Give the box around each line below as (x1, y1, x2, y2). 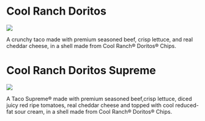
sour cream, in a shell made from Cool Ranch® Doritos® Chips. (14, 108, 173, 115)
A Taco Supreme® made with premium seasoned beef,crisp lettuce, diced (6, 95, 192, 102)
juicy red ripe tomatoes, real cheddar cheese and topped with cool (6, 102, 174, 109)
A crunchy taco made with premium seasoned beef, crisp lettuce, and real (6, 35, 193, 43)
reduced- (175, 102, 199, 109)
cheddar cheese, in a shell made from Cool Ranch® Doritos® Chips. (6, 42, 176, 49)
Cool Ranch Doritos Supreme (6, 64, 156, 77)
